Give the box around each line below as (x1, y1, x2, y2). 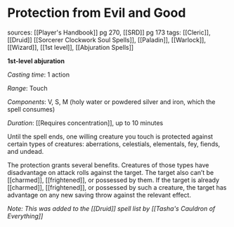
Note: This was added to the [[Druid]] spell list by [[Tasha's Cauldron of (7, 204, 216, 212)
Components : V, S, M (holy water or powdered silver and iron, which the (7, 97, 216, 106)
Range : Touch (7, 84, 48, 92)
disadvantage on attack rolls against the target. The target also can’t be (7, 168, 214, 176)
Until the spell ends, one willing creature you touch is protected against (7, 132, 213, 141)
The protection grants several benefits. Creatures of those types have (7, 160, 209, 169)
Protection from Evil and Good (7, 5, 186, 21)
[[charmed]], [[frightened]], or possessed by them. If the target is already (7, 176, 220, 184)
